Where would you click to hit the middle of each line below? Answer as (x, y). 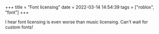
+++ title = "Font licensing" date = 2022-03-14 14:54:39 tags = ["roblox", (80, 7)
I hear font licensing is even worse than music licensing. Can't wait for (77, 22)
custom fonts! (19, 27)
